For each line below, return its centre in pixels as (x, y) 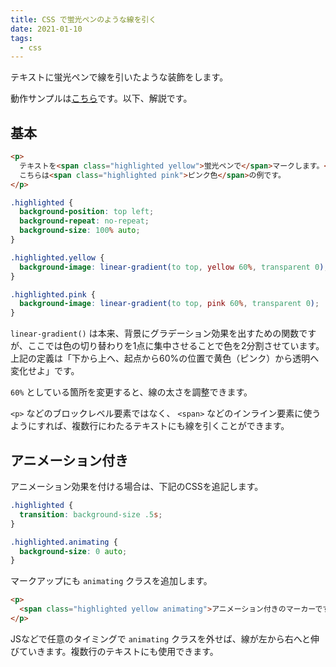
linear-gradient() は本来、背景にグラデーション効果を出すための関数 (155, 333)
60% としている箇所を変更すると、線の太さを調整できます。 (131, 392)
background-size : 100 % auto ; (80, 231)
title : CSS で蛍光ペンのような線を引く (83, 19)
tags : (21, 38)
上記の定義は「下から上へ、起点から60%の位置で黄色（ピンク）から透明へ (165, 358)
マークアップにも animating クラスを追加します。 (111, 581)
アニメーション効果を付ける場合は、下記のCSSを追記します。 (137, 486)
